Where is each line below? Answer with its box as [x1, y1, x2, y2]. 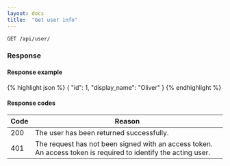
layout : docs [7, 10, 44, 17]
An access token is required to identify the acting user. [35, 147, 211, 157]
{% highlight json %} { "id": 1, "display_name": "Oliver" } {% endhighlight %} [7, 83, 222, 91]
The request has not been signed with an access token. [35, 139, 213, 148]
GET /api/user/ [7, 35, 51, 42]
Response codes [7, 99, 56, 107]
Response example [7, 68, 63, 76]
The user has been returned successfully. [35, 128, 169, 137]
